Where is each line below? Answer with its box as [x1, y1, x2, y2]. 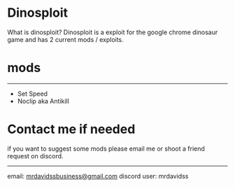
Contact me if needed [7, 121, 136, 137]
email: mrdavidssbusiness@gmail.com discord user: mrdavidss [7, 172, 189, 180]
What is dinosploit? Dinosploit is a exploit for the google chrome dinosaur [7, 28, 218, 36]
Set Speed [17, 89, 48, 98]
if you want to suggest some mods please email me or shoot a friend [7, 144, 205, 153]
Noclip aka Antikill [17, 96, 70, 105]
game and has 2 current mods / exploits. [7, 35, 124, 43]
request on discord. [7, 151, 64, 160]
